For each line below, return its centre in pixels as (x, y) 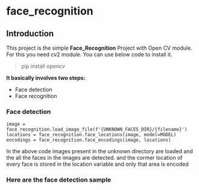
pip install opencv (43, 66)
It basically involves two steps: (46, 78)
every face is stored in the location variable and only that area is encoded (97, 164)
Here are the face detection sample (59, 180)
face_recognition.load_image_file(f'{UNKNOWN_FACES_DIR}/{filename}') (97, 129)
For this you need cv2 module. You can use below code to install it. (90, 54)
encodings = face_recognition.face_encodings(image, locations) (89, 140)
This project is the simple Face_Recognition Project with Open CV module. (99, 48)
